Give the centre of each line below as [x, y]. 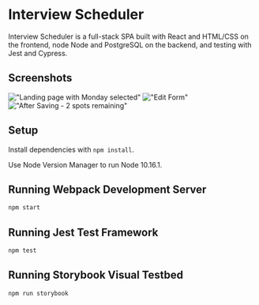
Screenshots [40, 78]
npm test [23, 250]
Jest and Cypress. [38, 53]
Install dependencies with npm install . [71, 149]
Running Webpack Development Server [107, 189]
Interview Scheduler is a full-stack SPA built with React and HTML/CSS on [128, 36]
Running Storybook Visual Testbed [96, 275]
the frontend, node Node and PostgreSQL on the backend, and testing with [130, 44]
